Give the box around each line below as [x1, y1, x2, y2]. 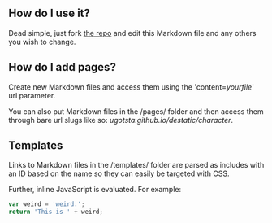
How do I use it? [8, 7, 91, 20]
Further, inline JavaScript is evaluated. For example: [8, 185, 181, 195]
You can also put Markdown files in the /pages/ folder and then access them [8, 106, 264, 116]
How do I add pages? [8, 60, 116, 74]
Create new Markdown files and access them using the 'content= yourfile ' [8, 81, 254, 92]
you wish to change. [8, 37, 76, 46]
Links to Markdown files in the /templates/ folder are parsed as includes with [8, 160, 265, 170]
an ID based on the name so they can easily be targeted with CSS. [8, 168, 230, 178]
